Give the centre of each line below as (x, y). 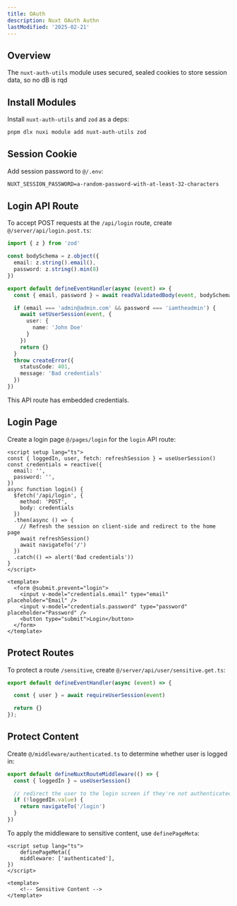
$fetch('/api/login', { (48, 495)
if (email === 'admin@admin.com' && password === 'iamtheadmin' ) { (115, 308)
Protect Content (43, 737)
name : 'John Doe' (58, 328)
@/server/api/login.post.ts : (49, 231)
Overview (29, 55)
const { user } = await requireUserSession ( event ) (90, 696)
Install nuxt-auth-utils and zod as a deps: (68, 119)
